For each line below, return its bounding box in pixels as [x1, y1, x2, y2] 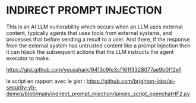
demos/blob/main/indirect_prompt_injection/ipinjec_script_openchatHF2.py [6, 90, 190, 97]
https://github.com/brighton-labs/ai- [86, 78, 176, 85]
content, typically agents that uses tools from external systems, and [6, 29, 172, 36]
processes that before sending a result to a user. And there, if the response [6, 36, 190, 43]
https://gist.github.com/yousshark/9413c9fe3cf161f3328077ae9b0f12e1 [6, 66, 181, 73]
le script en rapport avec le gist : [6, 78, 86, 85]
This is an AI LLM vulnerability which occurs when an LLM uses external [6, 23, 183, 30]
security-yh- [6, 83, 37, 91]
